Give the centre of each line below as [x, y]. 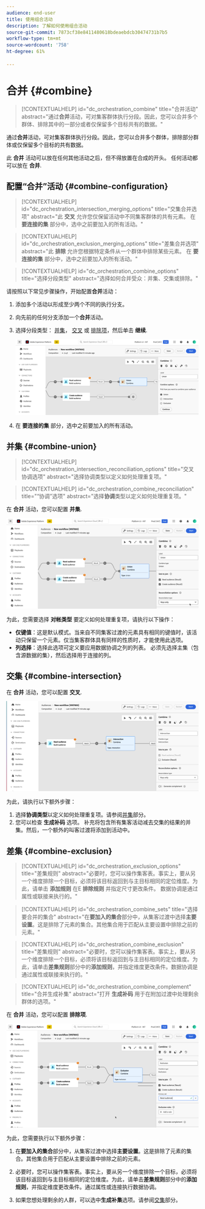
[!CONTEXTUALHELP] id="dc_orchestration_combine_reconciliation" [107, 489]
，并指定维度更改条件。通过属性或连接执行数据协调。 [93, 1187]
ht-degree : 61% [26, 52]
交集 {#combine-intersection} [64, 677]
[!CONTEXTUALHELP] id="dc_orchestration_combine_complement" [106, 987]
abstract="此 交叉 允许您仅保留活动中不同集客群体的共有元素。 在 [113, 216]
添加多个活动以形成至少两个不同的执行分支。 [71, 304]
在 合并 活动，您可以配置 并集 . [44, 509]
